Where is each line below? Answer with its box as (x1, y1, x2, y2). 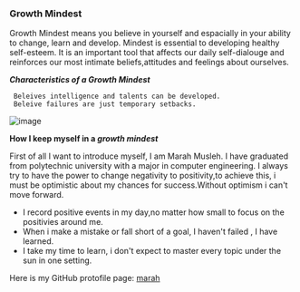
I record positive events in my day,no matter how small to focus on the (22, 207, 285, 218)
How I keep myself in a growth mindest (9, 133, 159, 144)
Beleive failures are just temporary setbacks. (13, 100, 197, 109)
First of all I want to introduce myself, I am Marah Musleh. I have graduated (9, 151, 289, 161)
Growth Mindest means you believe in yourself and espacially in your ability (9, 28, 292, 39)
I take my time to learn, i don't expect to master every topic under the (22, 246, 282, 257)
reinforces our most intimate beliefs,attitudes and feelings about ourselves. (9, 57, 290, 68)
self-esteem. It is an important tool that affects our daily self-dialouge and (9, 47, 285, 58)
